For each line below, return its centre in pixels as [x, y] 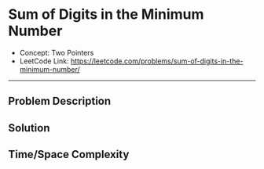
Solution [29, 128]
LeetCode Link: [44, 61]
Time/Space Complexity [69, 155]
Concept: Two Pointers [57, 52]
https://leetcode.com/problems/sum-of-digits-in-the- [157, 61]
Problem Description [60, 101]
